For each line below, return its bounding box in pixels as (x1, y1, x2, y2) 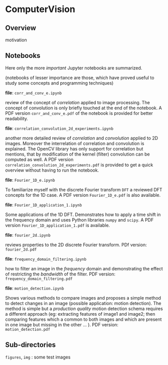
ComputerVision (5, 4, 75, 15)
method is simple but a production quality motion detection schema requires (5, 306, 163, 312)
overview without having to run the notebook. (5, 167, 99, 173)
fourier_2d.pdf (5, 247, 37, 252)
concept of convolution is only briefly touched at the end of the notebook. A (5, 105, 162, 111)
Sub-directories (5, 341, 56, 349)
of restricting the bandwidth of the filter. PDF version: (5, 271, 116, 277)
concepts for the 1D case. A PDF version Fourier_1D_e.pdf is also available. (5, 192, 161, 198)
